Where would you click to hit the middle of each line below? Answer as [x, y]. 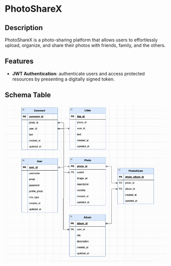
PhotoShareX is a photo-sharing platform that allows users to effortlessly [81, 40]
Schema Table [28, 95]
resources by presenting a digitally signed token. [63, 79]
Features [19, 61]
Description [24, 28]
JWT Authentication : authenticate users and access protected [78, 73]
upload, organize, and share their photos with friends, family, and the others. [85, 45]
